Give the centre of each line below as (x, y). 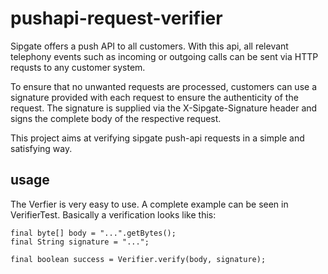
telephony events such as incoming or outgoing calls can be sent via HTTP (164, 56)
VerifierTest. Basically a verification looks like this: (113, 214)
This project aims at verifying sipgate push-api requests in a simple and (157, 138)
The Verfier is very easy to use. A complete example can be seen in (149, 204)
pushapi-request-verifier (116, 18)
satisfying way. (41, 148)
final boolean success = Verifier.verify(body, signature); (138, 259)
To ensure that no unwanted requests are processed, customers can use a (163, 86)
